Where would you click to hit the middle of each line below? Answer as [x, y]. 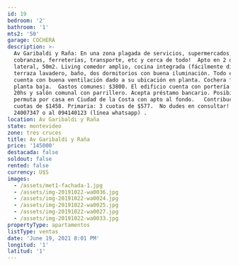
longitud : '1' [28, 245]
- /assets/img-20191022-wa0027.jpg [66, 212]
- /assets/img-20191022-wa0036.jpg [66, 192]
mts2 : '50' [23, 34]
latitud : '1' [27, 251]
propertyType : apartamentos [49, 225]
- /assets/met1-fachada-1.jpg [58, 185]
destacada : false [33, 153]
